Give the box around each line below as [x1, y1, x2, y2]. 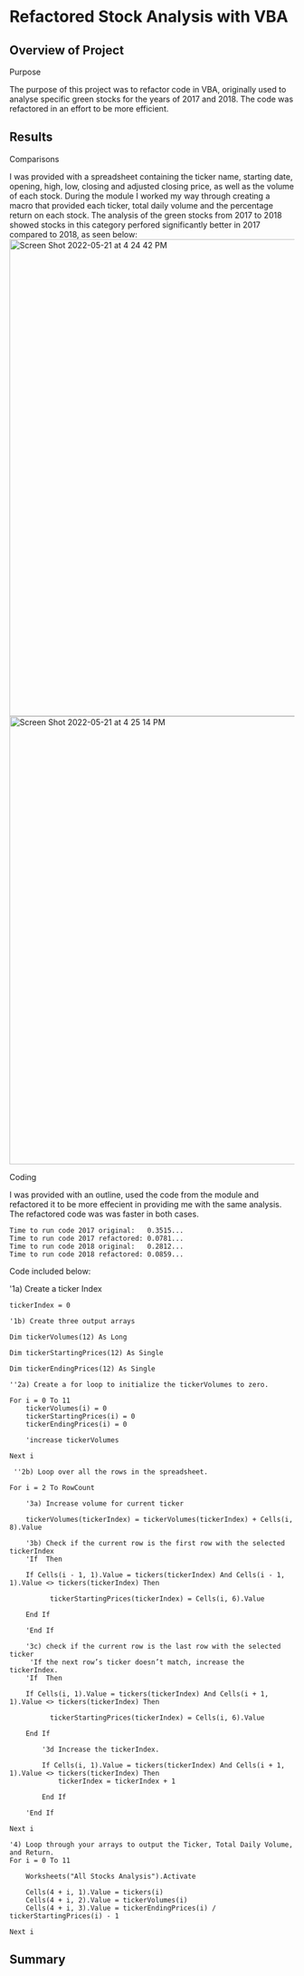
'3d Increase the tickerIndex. [42, 1745, 160, 1754]
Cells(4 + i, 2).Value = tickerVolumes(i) [25, 1895, 188, 1904]
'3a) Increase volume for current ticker [25, 1498, 184, 1508]
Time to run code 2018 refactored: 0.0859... [9, 1249, 184, 1259]
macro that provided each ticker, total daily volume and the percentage [9, 199, 274, 210]
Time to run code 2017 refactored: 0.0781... [9, 1234, 184, 1243]
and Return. [9, 1847, 54, 1857]
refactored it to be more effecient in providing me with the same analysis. [9, 1198, 282, 1209]
